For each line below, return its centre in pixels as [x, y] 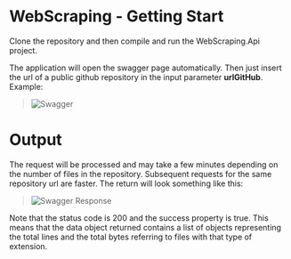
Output [36, 140]
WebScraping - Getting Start [117, 16]
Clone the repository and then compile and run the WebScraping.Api [135, 41]
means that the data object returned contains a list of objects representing [145, 227]
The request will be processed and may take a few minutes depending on [144, 164]
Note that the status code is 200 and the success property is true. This [139, 218]
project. [24, 50]
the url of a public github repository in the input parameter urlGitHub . [136, 77]
